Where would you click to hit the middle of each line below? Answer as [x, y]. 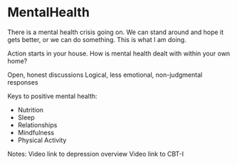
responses [23, 82]
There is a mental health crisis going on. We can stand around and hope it [116, 32]
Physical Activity [42, 140]
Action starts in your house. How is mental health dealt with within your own [119, 53]
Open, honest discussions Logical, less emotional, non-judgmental [105, 75]
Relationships [37, 124]
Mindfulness [36, 132]
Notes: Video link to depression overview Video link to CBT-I [96, 154]
